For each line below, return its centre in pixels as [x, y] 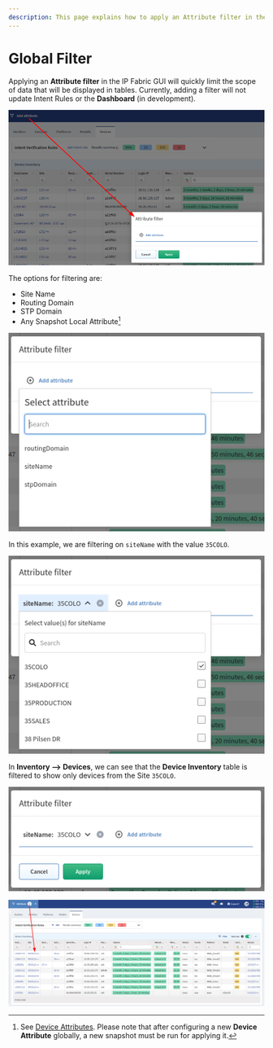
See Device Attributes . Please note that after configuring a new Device [139, 1027]
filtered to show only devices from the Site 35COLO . [92, 776]
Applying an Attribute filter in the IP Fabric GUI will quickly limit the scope [132, 81]
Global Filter [50, 58]
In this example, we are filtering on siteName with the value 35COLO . [119, 544]
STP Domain [41, 311]
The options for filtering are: [56, 278]
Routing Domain [47, 303]
